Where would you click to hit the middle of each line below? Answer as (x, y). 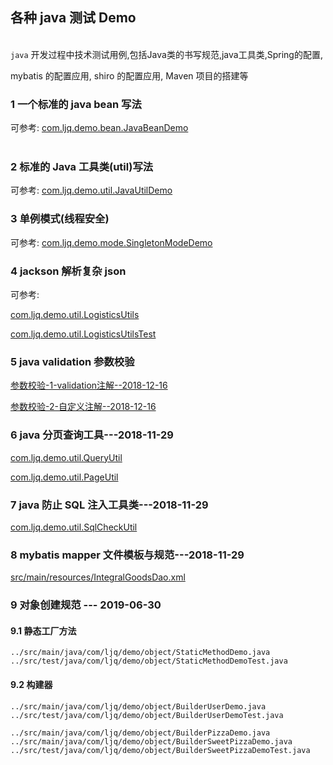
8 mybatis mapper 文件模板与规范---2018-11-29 (127, 555)
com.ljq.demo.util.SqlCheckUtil (74, 527)
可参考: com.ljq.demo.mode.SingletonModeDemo (111, 242)
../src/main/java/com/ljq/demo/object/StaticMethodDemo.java (140, 653)
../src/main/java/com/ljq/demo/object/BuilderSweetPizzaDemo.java (151, 741)
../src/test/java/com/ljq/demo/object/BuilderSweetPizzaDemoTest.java (160, 750)
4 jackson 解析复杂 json (68, 271)
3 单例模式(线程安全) (60, 219)
